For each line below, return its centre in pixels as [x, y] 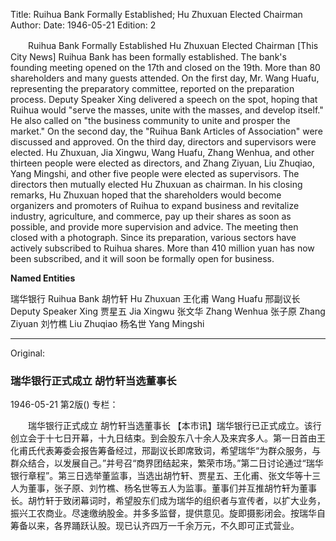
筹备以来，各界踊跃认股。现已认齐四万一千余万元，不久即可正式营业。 [155, 526]
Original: [28, 353]
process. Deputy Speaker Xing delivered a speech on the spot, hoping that [164, 99]
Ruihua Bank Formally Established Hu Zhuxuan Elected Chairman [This [173, 45]
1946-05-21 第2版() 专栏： [64, 405]
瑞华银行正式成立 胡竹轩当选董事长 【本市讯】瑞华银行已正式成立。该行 [174, 426]
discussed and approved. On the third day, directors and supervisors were [163, 142]
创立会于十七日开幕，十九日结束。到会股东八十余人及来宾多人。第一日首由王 [168, 438]
